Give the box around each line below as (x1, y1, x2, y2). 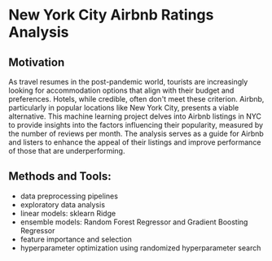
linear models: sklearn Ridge (20, 208, 116, 218)
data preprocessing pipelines (20, 191, 118, 201)
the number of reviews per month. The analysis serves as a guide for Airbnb (8, 128, 265, 138)
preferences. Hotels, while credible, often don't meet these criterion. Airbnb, (8, 94, 265, 103)
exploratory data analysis (20, 199, 106, 209)
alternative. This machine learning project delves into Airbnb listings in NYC (8, 111, 262, 121)
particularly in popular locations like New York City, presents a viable (8, 103, 239, 112)
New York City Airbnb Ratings (8, 6, 214, 24)
